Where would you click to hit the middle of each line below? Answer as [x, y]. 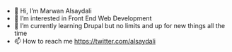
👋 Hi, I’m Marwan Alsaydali [53, 11]
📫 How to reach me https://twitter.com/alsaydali [85, 41]
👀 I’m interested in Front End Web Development [83, 18]
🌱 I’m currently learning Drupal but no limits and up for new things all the [119, 26]
